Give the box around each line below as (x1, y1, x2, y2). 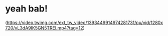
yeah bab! (5, 3, 48, 14)
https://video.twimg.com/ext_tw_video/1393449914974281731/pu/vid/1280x (7, 19, 163, 25)
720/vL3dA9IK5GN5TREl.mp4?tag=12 (5, 24, 84, 30)
